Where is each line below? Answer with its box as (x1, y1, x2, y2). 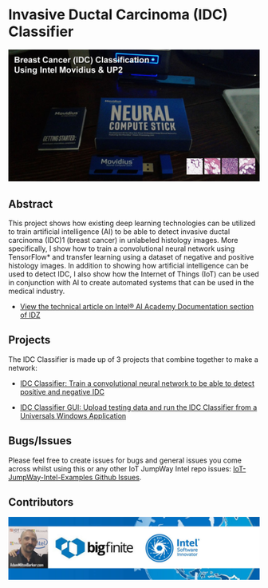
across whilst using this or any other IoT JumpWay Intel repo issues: (8, 463, 231, 473)
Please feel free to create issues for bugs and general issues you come (8, 455, 242, 465)
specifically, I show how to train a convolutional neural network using (8, 244, 235, 253)
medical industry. (8, 286, 65, 296)
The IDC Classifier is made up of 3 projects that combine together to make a (8, 354, 259, 364)
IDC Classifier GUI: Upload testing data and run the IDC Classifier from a (19, 402, 258, 412)
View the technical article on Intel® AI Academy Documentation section (19, 302, 254, 312)
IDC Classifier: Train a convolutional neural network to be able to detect (19, 378, 255, 388)
